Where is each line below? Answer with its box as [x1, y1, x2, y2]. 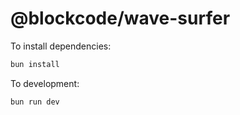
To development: [10, 77, 80, 89]
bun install [10, 59, 60, 69]
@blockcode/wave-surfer [10, 7, 231, 30]
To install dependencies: [10, 40, 112, 52]
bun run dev [10, 97, 60, 107]
